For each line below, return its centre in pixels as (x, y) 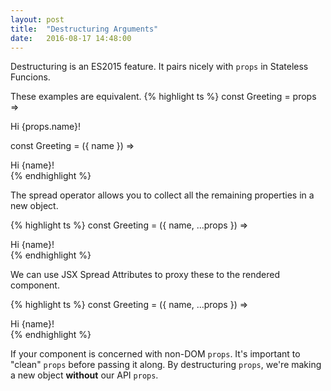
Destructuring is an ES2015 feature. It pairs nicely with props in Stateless (159, 67)
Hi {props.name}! (46, 127)
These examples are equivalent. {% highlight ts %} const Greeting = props (163, 97)
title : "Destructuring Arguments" (84, 29)
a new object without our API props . (84, 375)
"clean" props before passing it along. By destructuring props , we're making (166, 365)
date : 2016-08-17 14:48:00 (71, 38)
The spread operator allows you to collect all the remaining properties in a (162, 195)
